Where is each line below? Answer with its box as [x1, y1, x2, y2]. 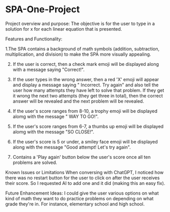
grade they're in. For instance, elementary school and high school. [5, 201, 145, 207]
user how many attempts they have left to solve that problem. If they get [12, 87, 164, 93]
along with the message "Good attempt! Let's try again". [12, 144, 131, 150]
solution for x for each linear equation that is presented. [5, 26, 123, 32]
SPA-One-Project [5, 4, 80, 15]
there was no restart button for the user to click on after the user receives [5, 175, 160, 181]
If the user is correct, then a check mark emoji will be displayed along [12, 61, 159, 67]
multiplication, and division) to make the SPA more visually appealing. [5, 51, 152, 57]
